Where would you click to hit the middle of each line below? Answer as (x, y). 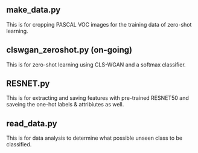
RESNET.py (28, 84)
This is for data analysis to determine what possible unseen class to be (94, 138)
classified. (19, 145)
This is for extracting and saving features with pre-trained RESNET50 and (97, 98)
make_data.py (34, 10)
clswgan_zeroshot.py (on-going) (69, 50)
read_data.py (32, 123)
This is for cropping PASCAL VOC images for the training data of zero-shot (99, 24)
